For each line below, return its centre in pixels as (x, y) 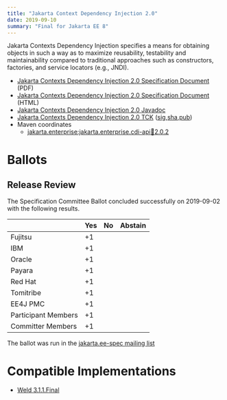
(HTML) (28, 103)
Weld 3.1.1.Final (38, 390)
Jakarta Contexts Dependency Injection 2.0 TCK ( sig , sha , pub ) (105, 117)
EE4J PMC (28, 304)
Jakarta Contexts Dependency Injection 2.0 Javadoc (91, 110)
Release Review (41, 185)
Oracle (21, 259)
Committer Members (44, 327)
